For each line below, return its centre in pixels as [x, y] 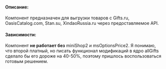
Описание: [17, 7]
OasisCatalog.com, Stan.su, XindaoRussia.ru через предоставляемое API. [82, 23]
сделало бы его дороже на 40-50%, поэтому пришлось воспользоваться [83, 56]
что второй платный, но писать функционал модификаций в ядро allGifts [82, 51]
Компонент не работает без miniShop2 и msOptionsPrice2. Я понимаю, [81, 46]
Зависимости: [21, 34]
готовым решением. [27, 62]
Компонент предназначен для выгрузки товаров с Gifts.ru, [67, 18]
